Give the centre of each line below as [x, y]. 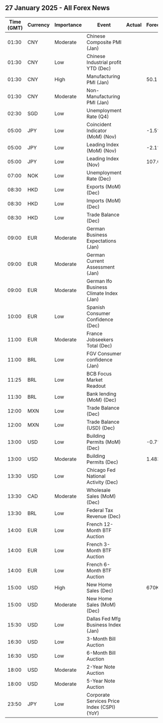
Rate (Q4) [98, 117]
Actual [134, 25]
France [95, 333]
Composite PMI [104, 42]
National [96, 476]
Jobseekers [100, 339]
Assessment [101, 267]
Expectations [101, 241]
